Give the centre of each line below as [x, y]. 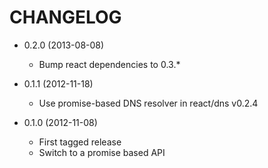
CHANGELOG [65, 17]
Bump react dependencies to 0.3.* [109, 64]
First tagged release [80, 142]
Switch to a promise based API [102, 152]
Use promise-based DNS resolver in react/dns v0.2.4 [148, 103]
